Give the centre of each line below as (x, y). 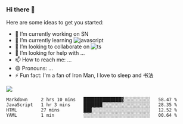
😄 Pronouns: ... (34, 69)
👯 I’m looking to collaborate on (52, 46)
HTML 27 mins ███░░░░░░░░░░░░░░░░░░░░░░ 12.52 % (92, 110)
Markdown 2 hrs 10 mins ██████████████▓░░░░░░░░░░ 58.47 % (92, 100)
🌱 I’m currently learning (44, 41)
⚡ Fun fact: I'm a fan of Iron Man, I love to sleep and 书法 (84, 75)
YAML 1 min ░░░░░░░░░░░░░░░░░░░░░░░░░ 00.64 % (92, 116)
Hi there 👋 (21, 10)
